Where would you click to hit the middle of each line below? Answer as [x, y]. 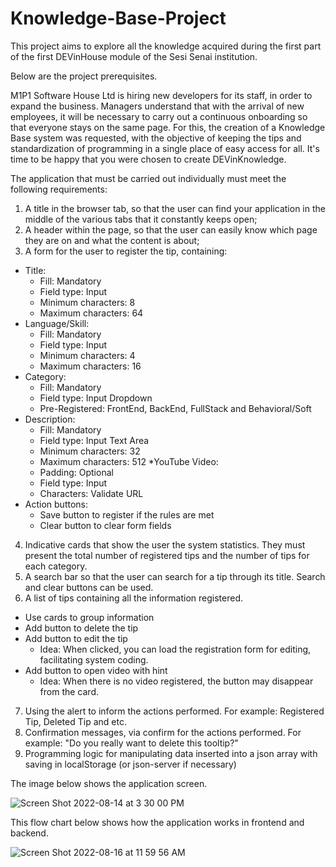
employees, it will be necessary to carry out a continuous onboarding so [159, 116]
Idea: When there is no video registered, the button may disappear [176, 681]
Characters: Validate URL [91, 493]
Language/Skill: [57, 323]
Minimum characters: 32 [90, 451]
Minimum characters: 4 [87, 355]
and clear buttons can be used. [89, 587]
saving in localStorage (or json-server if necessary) [130, 764]
